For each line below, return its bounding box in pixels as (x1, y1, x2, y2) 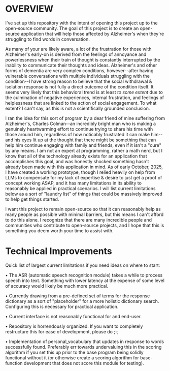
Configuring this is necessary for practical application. (5, 303, 119, 310)
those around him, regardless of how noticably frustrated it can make (5, 131, 150, 137)
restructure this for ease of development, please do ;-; (5, 328, 119, 334)
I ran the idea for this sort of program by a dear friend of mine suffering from (5, 115, 165, 121)
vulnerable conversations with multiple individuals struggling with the (5, 73, 150, 79)
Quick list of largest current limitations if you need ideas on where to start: (5, 262, 160, 268)
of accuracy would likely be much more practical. (5, 283, 108, 289)
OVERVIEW (5, 3, 54, 15)
